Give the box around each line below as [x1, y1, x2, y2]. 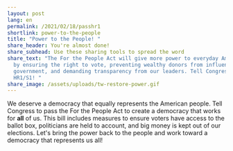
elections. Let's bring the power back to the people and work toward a [7, 129, 208, 137]
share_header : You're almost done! [7, 42, 110, 49]
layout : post [7, 10, 45, 17]
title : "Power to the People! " [7, 36, 101, 43]
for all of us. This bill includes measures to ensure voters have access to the [7, 114, 225, 123]
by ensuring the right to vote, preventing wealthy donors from [13, 61, 203, 68]
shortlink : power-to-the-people [7, 29, 101, 37]
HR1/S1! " [13, 74, 42, 81]
